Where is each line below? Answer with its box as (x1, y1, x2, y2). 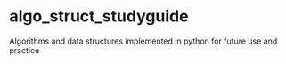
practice (9, 44, 40, 55)
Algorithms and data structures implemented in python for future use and (9, 36, 278, 46)
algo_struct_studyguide (9, 6, 189, 27)
